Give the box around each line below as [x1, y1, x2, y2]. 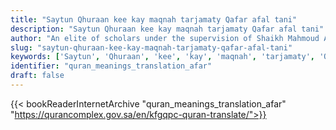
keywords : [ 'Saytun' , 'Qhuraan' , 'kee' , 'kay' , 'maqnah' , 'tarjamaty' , [10, 52, 316, 62]
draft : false [10, 71, 65, 81]
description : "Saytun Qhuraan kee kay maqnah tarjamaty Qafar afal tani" [10, 24, 325, 34]
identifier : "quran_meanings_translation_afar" [10, 61, 213, 71]
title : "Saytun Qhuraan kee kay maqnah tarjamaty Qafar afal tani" [10, 14, 298, 25]
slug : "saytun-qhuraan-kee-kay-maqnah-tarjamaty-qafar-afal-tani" [10, 42, 293, 53]
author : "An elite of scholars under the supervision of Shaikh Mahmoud [10, 33, 320, 43]
